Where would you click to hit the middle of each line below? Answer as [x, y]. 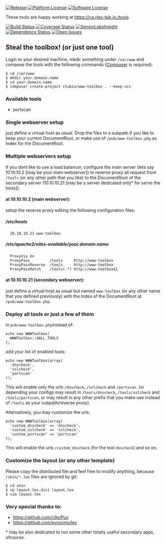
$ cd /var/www [20, 73]
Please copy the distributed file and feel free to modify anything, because [80, 471]
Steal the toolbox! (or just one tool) [60, 48]
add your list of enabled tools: [36, 352]
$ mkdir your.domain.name [32, 78]
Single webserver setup [35, 122]
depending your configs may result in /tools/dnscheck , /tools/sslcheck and [82, 392]
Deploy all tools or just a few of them [50, 314]
